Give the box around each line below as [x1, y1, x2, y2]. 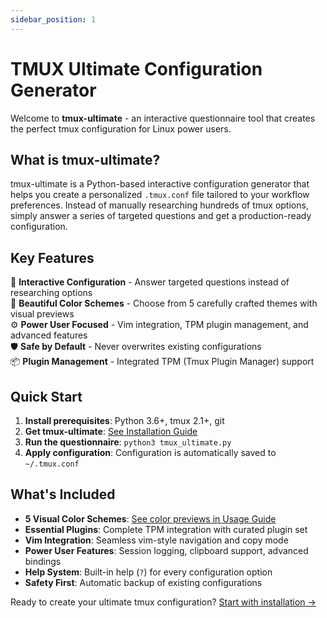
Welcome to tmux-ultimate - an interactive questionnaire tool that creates [10, 112, 316, 124]
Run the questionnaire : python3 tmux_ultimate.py [24, 436, 232, 448]
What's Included [10, 486, 116, 503]
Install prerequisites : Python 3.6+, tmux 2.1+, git [24, 415, 225, 426]
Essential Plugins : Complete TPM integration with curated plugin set [24, 523, 308, 535]
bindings [24, 555, 62, 567]
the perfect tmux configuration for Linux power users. [10, 122, 232, 135]
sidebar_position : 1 [10, 14, 97, 25]
